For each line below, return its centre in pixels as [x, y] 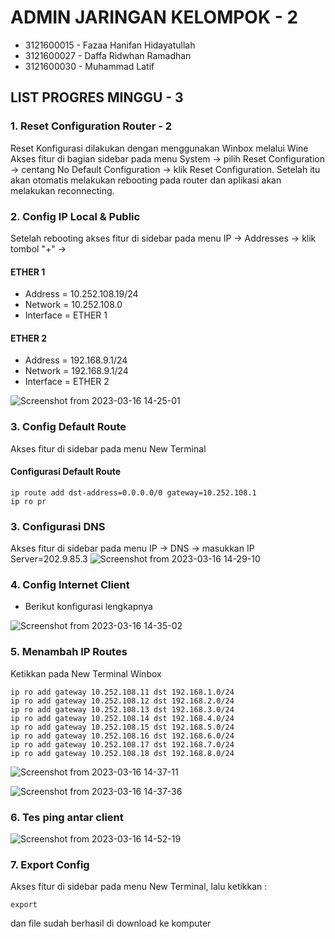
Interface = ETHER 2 [67, 382]
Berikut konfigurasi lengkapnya [88, 607]
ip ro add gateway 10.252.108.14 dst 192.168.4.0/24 [122, 718]
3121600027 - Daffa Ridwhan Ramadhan [108, 55]
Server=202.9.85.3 [49, 559]
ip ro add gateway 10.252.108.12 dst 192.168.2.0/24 [122, 701]
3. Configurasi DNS [58, 526]
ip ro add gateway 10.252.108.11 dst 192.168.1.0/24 [122, 692]
